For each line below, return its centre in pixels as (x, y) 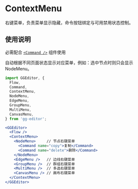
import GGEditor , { (25, 78)
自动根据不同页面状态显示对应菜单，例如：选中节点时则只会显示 (69, 63)
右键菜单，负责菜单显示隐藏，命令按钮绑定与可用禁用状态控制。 (69, 22)
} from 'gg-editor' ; (26, 119)
